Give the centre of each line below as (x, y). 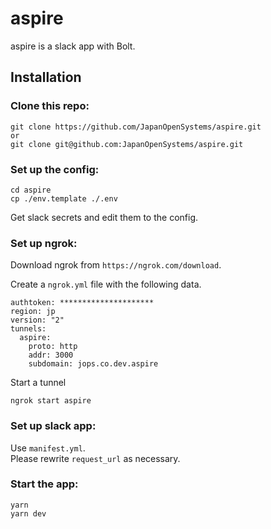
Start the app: (44, 484)
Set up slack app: (53, 426)
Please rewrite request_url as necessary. (95, 458)
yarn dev (28, 513)
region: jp (33, 312)
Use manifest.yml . (48, 448)
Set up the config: (55, 169)
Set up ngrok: (44, 243)
